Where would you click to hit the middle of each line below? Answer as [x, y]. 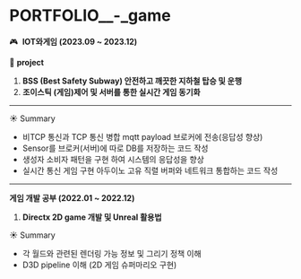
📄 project [27, 62]
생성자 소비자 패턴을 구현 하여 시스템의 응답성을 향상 [113, 159]
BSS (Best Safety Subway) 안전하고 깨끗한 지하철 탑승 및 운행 [132, 81]
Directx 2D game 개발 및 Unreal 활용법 [92, 217]
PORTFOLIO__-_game [90, 16]
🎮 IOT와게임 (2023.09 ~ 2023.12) [73, 41]
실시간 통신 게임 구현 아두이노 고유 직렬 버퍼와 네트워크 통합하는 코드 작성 [150, 170]
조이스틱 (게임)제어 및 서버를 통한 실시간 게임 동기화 [111, 92]
